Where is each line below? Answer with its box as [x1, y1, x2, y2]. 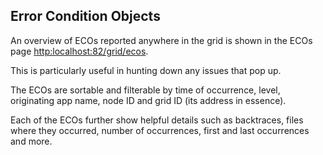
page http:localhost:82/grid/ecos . [10, 45, 149, 57]
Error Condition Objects [10, 8, 161, 25]
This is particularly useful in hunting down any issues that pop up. [10, 64, 282, 76]
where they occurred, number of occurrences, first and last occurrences [10, 124, 310, 136]
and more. [10, 135, 53, 147]
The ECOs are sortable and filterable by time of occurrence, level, [10, 84, 281, 96]
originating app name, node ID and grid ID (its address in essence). [10, 94, 287, 106]
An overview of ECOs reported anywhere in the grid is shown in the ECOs [10, 34, 313, 46]
